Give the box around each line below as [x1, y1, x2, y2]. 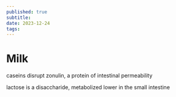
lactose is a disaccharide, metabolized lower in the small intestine [6, 84, 170, 91]
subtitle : [6, 15, 32, 21]
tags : [6, 25, 20, 32]
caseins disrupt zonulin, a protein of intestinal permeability [6, 72, 153, 79]
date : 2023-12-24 [6, 20, 50, 26]
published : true [6, 8, 47, 15]
